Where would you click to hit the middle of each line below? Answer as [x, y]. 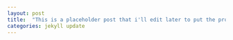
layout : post [26, 13]
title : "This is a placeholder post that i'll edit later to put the [111, 20]
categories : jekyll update [46, 26]
